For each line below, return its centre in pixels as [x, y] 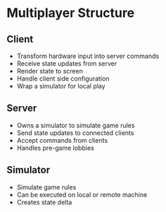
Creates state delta [44, 202]
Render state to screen [50, 71]
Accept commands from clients [62, 140]
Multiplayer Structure [71, 13]
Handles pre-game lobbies [55, 148]
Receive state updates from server [67, 64]
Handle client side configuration [63, 78]
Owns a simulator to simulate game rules [76, 125]
